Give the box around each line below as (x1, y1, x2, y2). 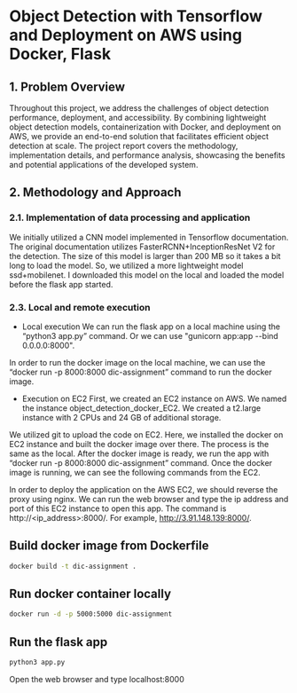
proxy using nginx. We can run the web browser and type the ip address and (9, 493, 289, 504)
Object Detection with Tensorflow (9, 6, 263, 27)
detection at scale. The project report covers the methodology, (9, 140, 238, 151)
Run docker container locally (9, 587, 171, 602)
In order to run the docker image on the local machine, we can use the (9, 357, 266, 367)
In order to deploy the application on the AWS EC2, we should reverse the (9, 484, 278, 494)
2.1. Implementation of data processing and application (9, 211, 251, 224)
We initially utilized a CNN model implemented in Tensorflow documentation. (9, 232, 289, 242)
